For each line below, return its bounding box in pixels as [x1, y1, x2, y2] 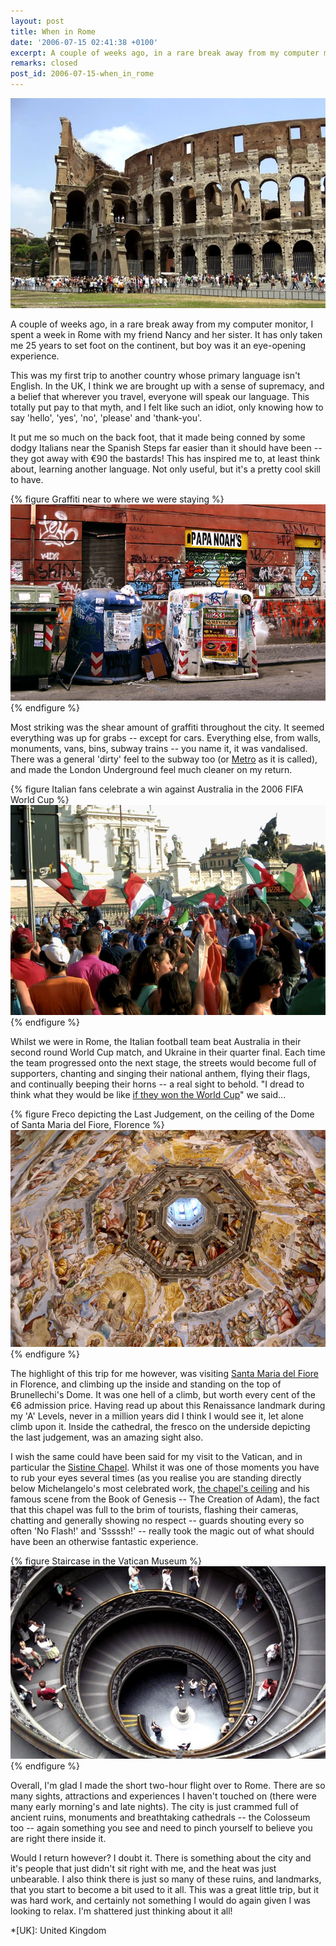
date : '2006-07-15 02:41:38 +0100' [10, 37, 159, 47]
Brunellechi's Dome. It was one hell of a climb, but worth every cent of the [10, 1388, 316, 1400]
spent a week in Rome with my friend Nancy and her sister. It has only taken [10, 329, 323, 340]
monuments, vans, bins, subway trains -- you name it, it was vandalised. [10, 742, 308, 754]
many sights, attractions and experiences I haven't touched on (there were [10, 1790, 318, 1802]
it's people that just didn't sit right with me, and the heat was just [10, 1862, 277, 1874]
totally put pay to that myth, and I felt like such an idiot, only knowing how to [10, 401, 324, 413]
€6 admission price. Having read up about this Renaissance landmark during [10, 1399, 326, 1411]
